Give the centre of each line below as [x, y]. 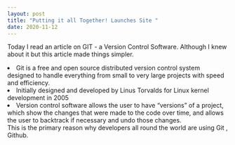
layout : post [26, 14]
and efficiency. [29, 83]
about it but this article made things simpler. [71, 54]
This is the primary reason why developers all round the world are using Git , [117, 128]
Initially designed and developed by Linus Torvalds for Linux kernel [113, 90]
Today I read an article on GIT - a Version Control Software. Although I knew [117, 47]
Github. [18, 135]
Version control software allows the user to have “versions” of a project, [120, 106]
